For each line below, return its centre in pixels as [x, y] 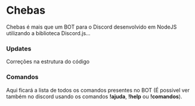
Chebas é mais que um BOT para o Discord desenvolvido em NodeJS [92, 27]
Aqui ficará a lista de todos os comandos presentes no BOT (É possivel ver [98, 90]
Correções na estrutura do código [48, 62]
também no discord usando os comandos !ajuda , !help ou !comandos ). [94, 96]
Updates [19, 48]
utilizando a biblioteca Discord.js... [48, 33]
